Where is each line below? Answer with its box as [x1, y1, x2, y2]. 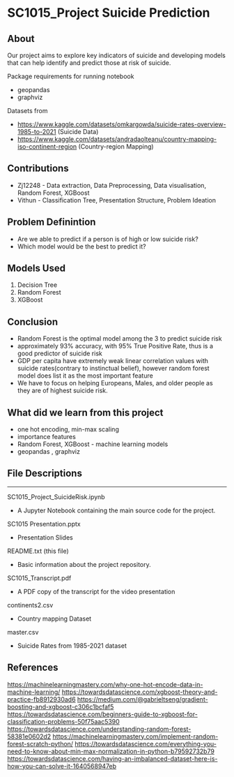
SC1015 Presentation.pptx [7, 519, 81, 528]
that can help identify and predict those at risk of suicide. [7, 59, 171, 67]
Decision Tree [17, 281, 58, 289]
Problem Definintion [7, 216, 96, 228]
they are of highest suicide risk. [17, 386, 108, 395]
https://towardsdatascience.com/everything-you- [75, 739, 217, 748]
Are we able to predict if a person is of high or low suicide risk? [17, 235, 198, 243]
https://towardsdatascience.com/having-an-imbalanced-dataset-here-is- [7, 754, 218, 762]
